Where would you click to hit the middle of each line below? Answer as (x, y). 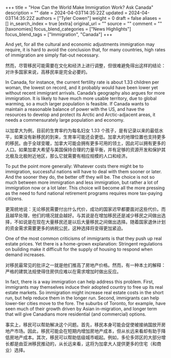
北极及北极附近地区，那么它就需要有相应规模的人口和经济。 (68, 156)
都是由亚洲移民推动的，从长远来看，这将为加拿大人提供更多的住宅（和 (83, 344)
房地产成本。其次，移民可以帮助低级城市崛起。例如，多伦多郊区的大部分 (85, 337)
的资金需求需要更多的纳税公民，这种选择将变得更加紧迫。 (65, 228)
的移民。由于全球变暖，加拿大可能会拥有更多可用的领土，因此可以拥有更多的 (85, 143)
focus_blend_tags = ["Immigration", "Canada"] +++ (59, 34)
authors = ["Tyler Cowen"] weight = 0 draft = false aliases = (98, 18)
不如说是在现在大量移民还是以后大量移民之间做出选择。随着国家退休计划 (90, 222)
